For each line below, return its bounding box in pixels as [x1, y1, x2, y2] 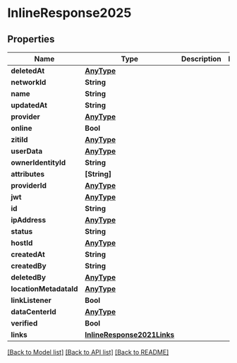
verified [11, 319, 38, 328]
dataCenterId [11, 307, 56, 316]
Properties [7, 33, 55, 45]
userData [11, 146, 43, 156]
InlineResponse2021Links [84, 330, 175, 340]
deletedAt [11, 66, 45, 76]
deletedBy [11, 273, 47, 282]
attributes [11, 169, 44, 179]
